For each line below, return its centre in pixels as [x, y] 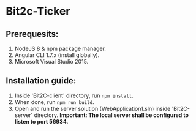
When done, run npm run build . [54, 102]
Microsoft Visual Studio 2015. [51, 62]
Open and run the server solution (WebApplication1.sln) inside [92, 108]
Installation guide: [41, 81]
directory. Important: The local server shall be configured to [111, 115]
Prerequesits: [32, 34]
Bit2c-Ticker [38, 11]
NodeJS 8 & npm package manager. [60, 48]
